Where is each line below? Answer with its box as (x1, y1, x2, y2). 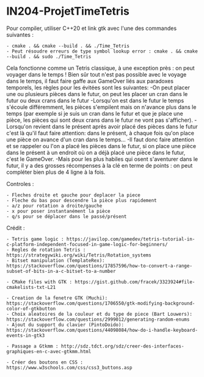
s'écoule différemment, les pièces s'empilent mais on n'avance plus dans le (6, 103, 197, 111)
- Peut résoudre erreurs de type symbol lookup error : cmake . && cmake (6, 48, 199, 54)
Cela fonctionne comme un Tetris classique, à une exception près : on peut (6, 64, 195, 72)
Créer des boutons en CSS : (12, 359, 84, 365)
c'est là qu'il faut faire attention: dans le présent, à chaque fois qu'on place (6, 129, 194, 136)
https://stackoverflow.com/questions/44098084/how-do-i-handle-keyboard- (6, 327, 199, 333)
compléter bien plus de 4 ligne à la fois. (6, 168, 106, 176)
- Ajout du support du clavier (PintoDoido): (6, 321, 124, 328)
